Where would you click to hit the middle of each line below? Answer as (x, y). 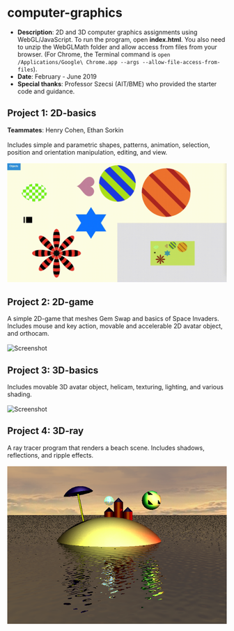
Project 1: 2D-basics (52, 113)
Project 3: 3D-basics (53, 370)
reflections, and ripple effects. (50, 455)
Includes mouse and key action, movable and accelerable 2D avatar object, (115, 326)
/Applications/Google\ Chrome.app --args (78, 62)
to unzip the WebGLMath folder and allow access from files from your (117, 47)
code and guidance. (46, 91)
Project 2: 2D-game (50, 302)
